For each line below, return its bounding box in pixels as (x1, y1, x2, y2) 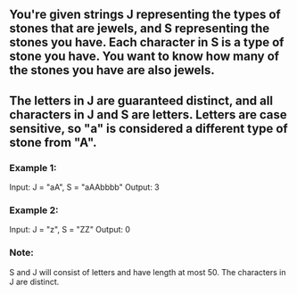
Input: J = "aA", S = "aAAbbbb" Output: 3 (9, 182, 161, 192)
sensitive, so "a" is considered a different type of (9, 120, 288, 136)
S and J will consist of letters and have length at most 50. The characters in (9, 266, 286, 277)
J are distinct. (9, 276, 60, 287)
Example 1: (9, 161, 57, 174)
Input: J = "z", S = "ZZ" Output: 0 (9, 225, 131, 235)
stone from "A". (9, 135, 97, 150)
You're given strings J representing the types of (9, 7, 281, 22)
